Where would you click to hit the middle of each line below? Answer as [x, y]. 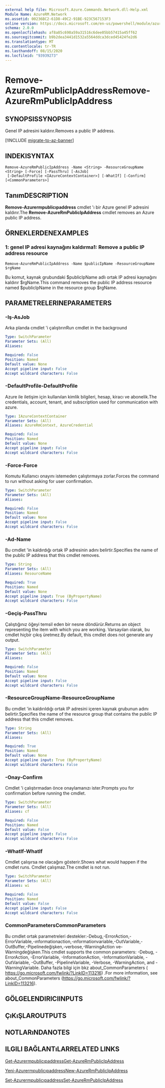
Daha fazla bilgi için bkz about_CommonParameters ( [95, 968]
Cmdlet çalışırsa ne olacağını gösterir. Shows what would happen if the [76, 862]
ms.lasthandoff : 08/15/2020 [34, 51]
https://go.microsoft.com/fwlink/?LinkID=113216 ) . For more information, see [82, 973]
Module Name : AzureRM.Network [36, 14]
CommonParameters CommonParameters [56, 925]
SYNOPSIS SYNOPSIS [39, 119]
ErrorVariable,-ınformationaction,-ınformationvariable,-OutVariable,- [74, 941]
